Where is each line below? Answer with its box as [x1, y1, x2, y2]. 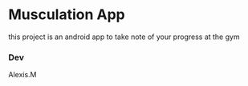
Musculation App [8, 6, 126, 24]
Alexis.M [8, 70, 37, 80]
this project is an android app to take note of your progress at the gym [8, 32, 240, 41]
